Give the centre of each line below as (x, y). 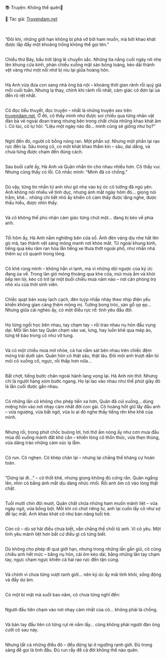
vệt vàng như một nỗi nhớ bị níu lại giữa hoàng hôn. (57, 70)
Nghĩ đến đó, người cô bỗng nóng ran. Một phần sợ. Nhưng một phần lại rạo (83, 141)
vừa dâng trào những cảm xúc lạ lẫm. (43, 443)
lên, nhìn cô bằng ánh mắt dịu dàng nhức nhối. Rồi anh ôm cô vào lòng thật (82, 483)
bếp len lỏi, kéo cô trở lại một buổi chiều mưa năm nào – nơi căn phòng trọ (81, 279)
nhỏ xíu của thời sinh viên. (32, 284)
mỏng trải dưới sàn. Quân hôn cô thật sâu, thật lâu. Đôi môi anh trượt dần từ (82, 356)
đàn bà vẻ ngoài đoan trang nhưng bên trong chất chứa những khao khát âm (83, 121)
